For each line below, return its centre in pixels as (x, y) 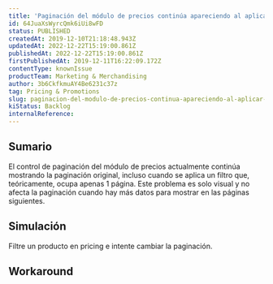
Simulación (37, 227)
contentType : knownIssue (50, 69)
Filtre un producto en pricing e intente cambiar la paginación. (110, 246)
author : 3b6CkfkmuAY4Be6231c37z (63, 84)
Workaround (41, 271)
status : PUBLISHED (39, 31)
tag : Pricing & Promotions (54, 91)
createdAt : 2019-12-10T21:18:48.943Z (72, 39)
